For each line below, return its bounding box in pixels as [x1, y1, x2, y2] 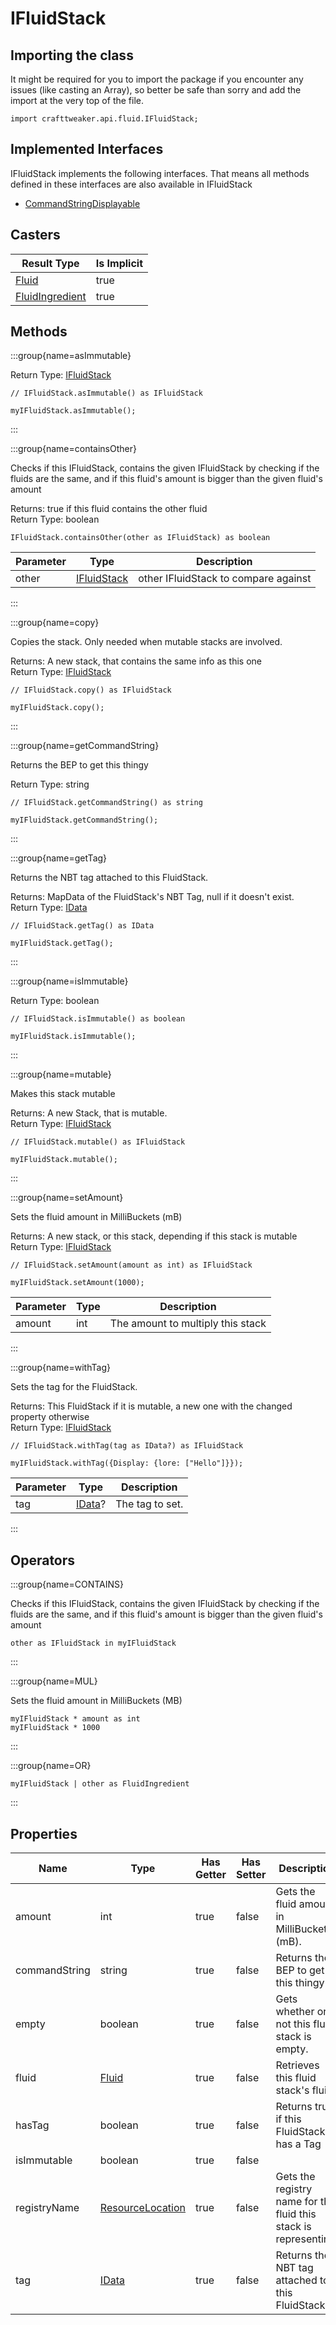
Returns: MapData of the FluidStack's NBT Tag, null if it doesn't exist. [10, 891, 295, 903]
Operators [10, 1552, 76, 1569]
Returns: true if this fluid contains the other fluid [10, 503, 208, 515]
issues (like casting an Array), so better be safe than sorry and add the [10, 84, 302, 96]
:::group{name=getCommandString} [10, 740, 160, 752]
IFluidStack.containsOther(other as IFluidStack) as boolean [10, 533, 271, 543]
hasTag [15, 2118, 50, 2132]
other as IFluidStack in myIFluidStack [10, 1638, 177, 1649]
